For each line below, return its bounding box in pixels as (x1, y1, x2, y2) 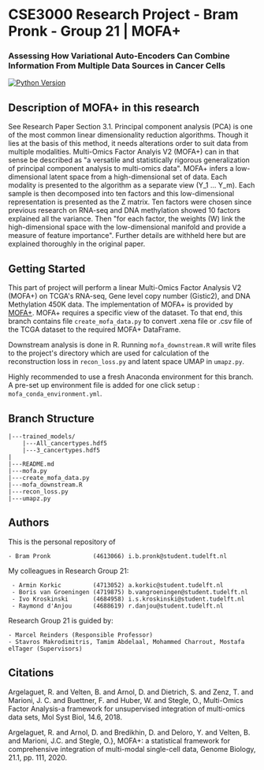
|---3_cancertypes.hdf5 (22, 446, 101, 454)
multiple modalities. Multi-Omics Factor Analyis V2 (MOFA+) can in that (8, 147, 240, 157)
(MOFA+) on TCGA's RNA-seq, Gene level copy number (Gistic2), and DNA (8, 292, 251, 301)
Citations (8, 666, 54, 679)
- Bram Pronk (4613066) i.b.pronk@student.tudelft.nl (8, 552, 227, 560)
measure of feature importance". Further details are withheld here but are (8, 231, 247, 240)
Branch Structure (8, 411, 95, 425)
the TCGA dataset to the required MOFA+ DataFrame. (8, 325, 181, 334)
